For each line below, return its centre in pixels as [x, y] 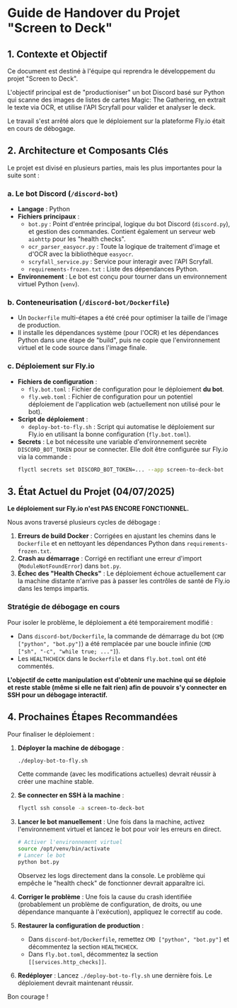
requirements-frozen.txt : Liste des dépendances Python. [113, 269]
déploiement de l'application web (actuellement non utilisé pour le [124, 404]
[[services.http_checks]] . [67, 961]
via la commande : [44, 457]
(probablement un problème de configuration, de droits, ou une [110, 904]
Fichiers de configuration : [57, 381]
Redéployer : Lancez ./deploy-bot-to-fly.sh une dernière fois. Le [115, 975]
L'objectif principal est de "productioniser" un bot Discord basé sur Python [116, 92]
